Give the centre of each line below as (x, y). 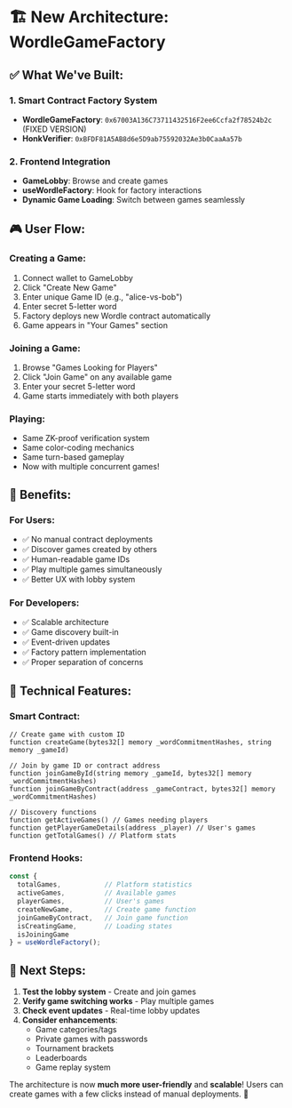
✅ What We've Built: (67, 75)
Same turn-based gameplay (73, 457)
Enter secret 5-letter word (69, 306)
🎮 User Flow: (47, 229)
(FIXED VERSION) (54, 129)
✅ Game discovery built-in (71, 632)
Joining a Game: (45, 348)
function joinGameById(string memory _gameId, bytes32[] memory (130, 774)
